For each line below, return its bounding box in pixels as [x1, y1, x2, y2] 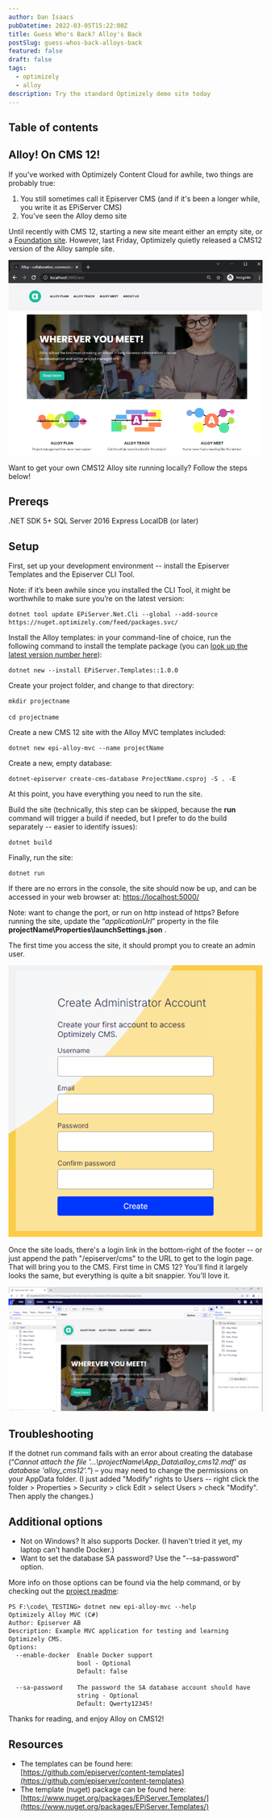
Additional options [8, 1514, 103, 1528]
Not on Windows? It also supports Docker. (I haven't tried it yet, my [19, 1536, 243, 1546]
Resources [8, 1737, 64, 1751]
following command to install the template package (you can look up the [8, 641, 248, 651]
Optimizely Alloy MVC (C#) [8, 1611, 99, 1619]
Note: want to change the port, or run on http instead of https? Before [8, 908, 240, 918]
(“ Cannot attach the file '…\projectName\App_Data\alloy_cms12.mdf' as [8, 1457, 247, 1467]
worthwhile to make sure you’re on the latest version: [8, 594, 185, 603]
